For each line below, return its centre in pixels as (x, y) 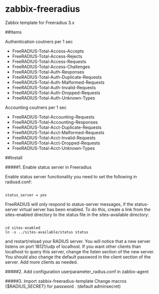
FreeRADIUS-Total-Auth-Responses (48, 72)
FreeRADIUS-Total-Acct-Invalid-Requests (54, 138)
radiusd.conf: (19, 182)
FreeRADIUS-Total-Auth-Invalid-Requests (54, 87)
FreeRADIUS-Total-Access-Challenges (51, 67)
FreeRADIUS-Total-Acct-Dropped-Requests (56, 143)
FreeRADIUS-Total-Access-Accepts (48, 51)
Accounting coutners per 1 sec (36, 107)
